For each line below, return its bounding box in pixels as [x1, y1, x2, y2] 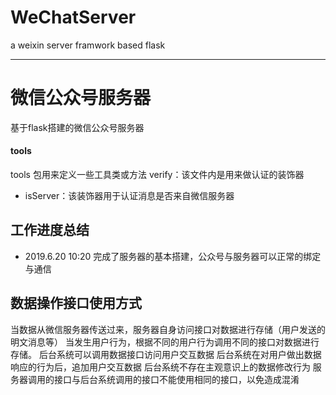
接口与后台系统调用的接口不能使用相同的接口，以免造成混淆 [53, 373, 300, 385]
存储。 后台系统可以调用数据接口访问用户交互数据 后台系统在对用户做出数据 [10, 348, 322, 360]
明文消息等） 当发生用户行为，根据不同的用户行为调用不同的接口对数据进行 [10, 336, 320, 348]
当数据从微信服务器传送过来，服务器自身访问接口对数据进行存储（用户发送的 [10, 323, 326, 335]
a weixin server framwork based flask [10, 39, 166, 51]
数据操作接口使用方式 [10, 295, 142, 312]
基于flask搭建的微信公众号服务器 [10, 121, 145, 133]
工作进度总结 [10, 222, 90, 239]
